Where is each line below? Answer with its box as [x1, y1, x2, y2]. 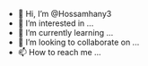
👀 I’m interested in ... [17, 18, 94, 29]
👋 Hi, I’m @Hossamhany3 [17, 9, 112, 19]
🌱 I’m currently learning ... [17, 28, 114, 37]
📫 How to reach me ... [17, 47, 101, 57]
